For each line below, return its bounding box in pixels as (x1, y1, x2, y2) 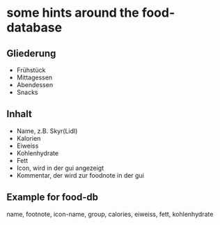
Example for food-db (6, 192, 99, 203)
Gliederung (6, 47, 56, 59)
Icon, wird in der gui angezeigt (16, 164, 104, 172)
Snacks (16, 88, 38, 96)
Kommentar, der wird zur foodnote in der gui (16, 171, 144, 179)
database (6, 20, 63, 36)
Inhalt (6, 108, 32, 120)
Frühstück (16, 66, 46, 74)
